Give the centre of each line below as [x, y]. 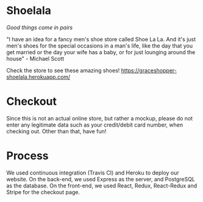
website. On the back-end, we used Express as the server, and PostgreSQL [101, 179]
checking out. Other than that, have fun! [56, 131]
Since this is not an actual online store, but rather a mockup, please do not [100, 118]
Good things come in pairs [40, 27]
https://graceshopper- [149, 70]
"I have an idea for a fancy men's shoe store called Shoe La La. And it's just [101, 39]
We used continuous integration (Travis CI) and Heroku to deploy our [93, 172]
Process [27, 156]
